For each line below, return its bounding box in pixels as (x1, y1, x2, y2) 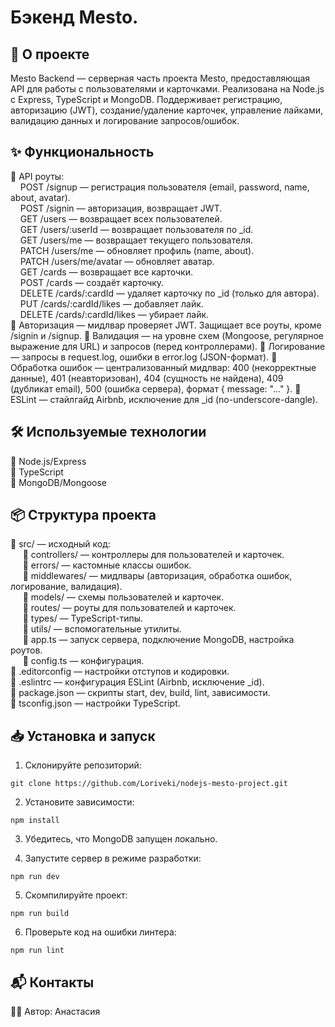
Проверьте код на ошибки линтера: (24, 926, 177, 938)
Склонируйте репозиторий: (24, 759, 142, 771)
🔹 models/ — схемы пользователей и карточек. (22, 591, 225, 603)
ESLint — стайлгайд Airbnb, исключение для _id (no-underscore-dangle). (10, 393, 318, 405)
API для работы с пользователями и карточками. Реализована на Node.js (10, 83, 325, 95)
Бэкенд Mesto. (10, 6, 139, 29)
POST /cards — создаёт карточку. (19, 276, 165, 288)
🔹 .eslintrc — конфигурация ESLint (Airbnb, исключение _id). (10, 676, 265, 688)
